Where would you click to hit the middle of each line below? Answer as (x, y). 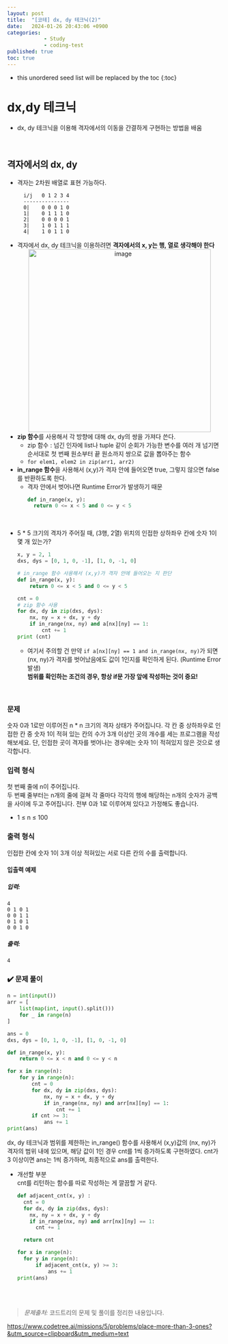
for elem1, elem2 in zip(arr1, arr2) (81, 462)
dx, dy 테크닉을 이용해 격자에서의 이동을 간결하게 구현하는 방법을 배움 (110, 127)
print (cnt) (34, 637)
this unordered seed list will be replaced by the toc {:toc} (97, 77)
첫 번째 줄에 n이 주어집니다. (43, 787)
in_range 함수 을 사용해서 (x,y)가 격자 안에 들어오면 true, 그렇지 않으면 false (118, 469)
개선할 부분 (32, 1174)
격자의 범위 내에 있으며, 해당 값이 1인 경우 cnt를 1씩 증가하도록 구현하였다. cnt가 (113, 1151)
